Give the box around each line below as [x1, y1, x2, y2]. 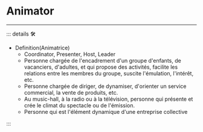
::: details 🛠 [6, 30, 36, 37]
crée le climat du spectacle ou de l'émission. [24, 101, 135, 109]
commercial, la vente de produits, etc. [24, 89, 118, 96]
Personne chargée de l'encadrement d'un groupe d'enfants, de [24, 57, 181, 64]
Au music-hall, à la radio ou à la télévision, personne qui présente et [24, 95, 193, 102]
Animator [6, 4, 54, 18]
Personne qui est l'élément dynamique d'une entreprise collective [24, 108, 188, 115]
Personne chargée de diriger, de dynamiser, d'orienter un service [24, 83, 187, 90]
